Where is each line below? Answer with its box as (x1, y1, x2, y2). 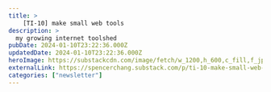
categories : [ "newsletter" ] (8, 71, 103, 79)
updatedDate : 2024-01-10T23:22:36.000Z (8, 49, 143, 57)
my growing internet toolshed (15, 34, 117, 42)
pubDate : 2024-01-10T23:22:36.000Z (8, 42, 128, 50)
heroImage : (8, 57, 45, 65)
